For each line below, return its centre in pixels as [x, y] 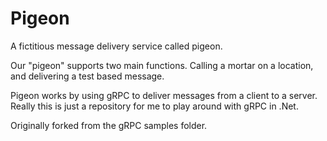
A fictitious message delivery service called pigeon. [116, 46]
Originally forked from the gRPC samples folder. [109, 125]
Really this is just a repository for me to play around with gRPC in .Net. [154, 106]
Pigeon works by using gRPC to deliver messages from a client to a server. [164, 95]
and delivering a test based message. [87, 76]
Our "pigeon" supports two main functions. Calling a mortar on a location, [162, 65]
